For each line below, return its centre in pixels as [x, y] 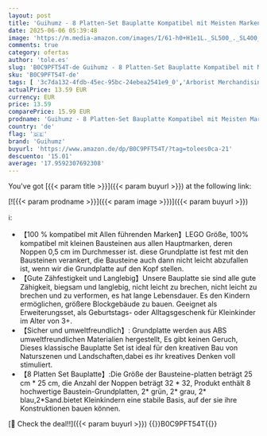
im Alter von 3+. [46, 321]
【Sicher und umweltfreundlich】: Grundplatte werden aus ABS [123, 330]
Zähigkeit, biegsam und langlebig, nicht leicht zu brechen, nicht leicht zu [138, 287]
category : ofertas [39, 53]
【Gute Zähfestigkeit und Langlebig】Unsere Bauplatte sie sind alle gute [138, 278]
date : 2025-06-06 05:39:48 [53, 30]
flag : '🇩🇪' [28, 134]
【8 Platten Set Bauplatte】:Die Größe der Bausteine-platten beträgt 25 [136, 374]
